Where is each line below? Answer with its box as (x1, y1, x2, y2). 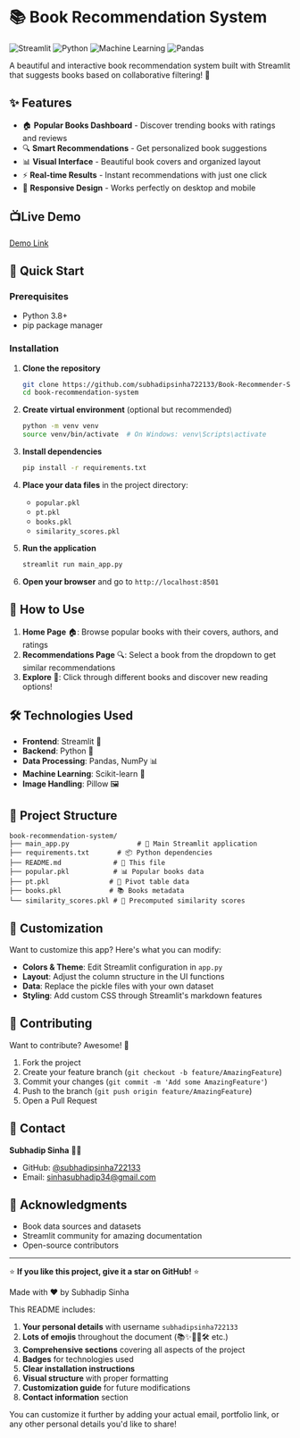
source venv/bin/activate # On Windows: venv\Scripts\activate (21, 430, 267, 439)
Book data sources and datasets (21, 1221, 141, 1232)
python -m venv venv (21, 422, 99, 431)
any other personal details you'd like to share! (9, 1418, 177, 1430)
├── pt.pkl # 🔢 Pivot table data (9, 878, 190, 887)
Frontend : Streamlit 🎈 (21, 736, 102, 747)
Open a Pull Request (21, 1095, 98, 1106)
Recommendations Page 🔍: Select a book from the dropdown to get (21, 649, 277, 660)
